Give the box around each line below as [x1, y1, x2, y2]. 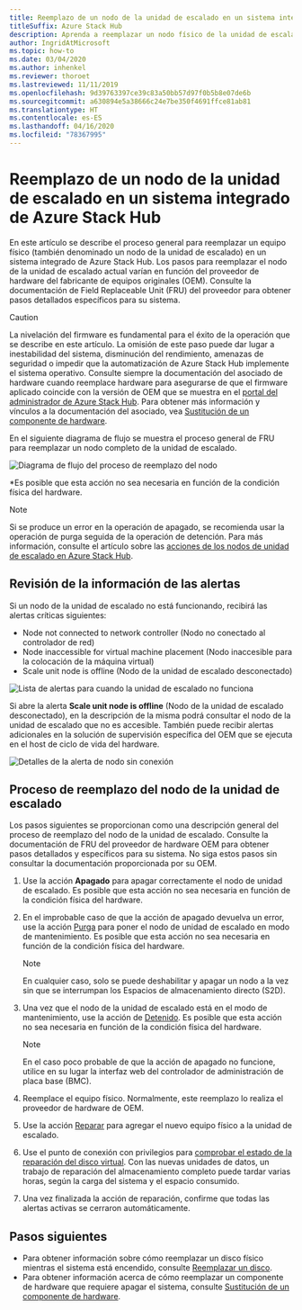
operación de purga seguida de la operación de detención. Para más [9, 531, 263, 542]
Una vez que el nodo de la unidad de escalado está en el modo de [22, 1002, 268, 1013]
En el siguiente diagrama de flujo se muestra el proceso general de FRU [9, 433, 275, 444]
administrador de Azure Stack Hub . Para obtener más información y [9, 396, 261, 407]
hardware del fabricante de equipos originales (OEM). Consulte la [9, 275, 252, 286]
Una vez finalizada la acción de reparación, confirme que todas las [22, 1193, 270, 1204]
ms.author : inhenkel [9, 64, 87, 73]
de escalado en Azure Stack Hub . [9, 550, 133, 561]
